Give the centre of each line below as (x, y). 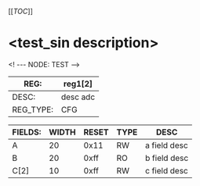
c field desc (166, 170)
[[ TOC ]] (20, 11)
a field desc (166, 145)
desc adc (78, 97)
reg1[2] (78, 84)
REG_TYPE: (33, 109)
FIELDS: (27, 132)
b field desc (167, 158)
